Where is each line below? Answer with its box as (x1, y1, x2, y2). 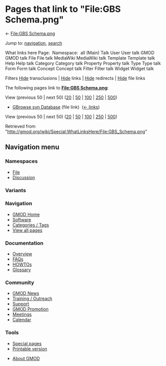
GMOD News (12, 291, 39, 296)
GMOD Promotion (12, 306, 49, 312)
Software (12, 217, 31, 222)
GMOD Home (12, 211, 40, 217)
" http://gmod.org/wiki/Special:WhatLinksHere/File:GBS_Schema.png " (5, 128, 148, 135)
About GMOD (12, 355, 40, 361)
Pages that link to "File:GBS (5, 3, 121, 15)
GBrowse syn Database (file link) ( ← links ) (12, 104, 100, 110)
